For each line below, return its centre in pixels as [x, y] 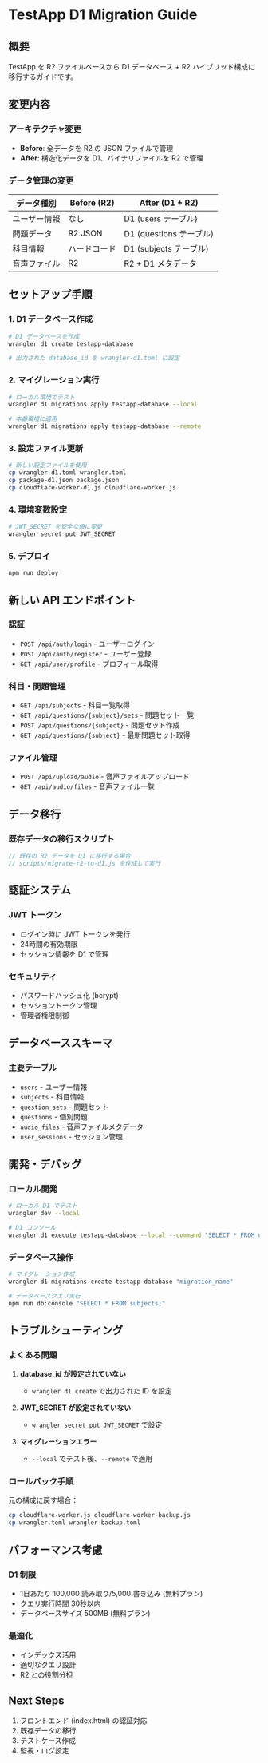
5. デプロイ [30, 556]
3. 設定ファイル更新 [46, 449]
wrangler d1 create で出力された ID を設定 [102, 1391]
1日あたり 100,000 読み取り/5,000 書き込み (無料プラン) [111, 1593]
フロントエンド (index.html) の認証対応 [83, 1721]
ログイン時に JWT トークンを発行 [75, 934]
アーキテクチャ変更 [45, 129]
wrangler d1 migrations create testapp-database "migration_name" [121, 1282]
